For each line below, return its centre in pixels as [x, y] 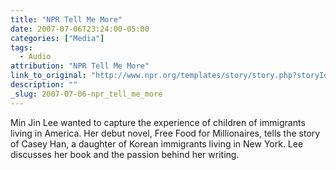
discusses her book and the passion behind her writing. [125, 154]
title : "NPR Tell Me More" [66, 19]
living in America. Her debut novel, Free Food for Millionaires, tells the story [165, 133]
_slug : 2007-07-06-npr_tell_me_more [86, 94]
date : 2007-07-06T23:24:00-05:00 [80, 29]
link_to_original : [48, 76]
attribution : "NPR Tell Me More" [80, 66]
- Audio [35, 57]
